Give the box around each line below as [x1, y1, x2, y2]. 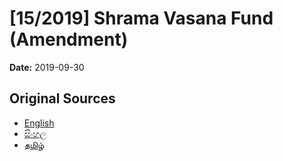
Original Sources [9, 90, 116, 107]
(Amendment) [9, 28, 129, 51]
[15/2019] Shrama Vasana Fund [9, 7, 274, 30]
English [23, 117, 55, 129]
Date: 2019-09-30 [9, 61, 85, 73]
